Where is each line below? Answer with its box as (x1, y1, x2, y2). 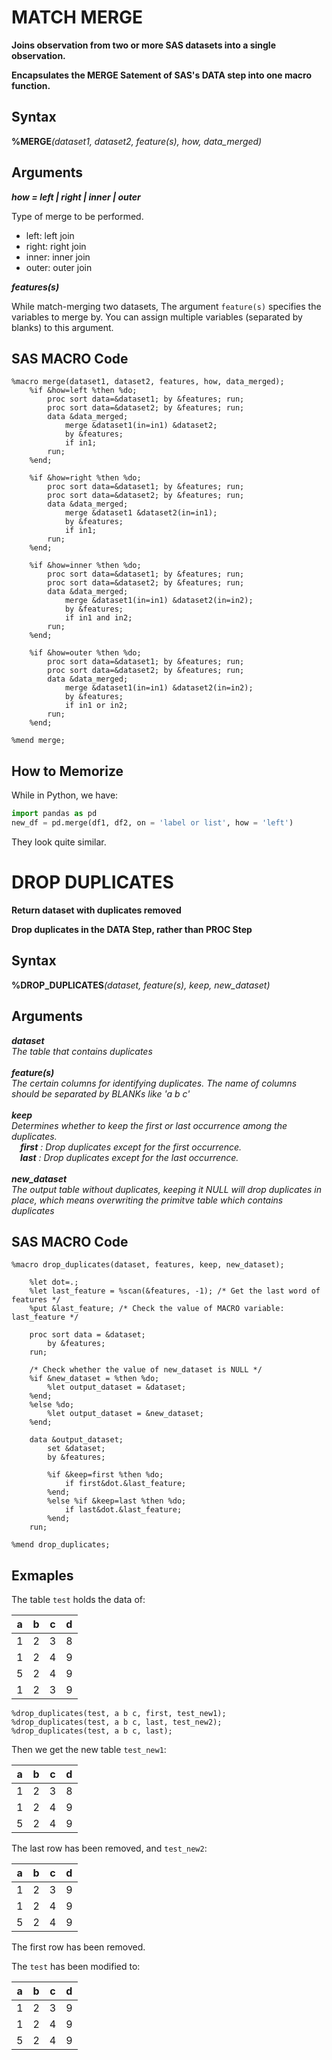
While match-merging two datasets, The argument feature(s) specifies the (11, 300, 322, 312)
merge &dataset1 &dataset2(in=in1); (64, 508, 218, 518)
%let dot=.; (29, 1277, 79, 1288)
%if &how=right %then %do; (29, 473, 142, 483)
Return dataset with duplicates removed (11, 904, 182, 916)
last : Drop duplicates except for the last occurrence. (20, 1151, 239, 1163)
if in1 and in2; (64, 613, 133, 623)
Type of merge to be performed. (11, 210, 144, 222)
